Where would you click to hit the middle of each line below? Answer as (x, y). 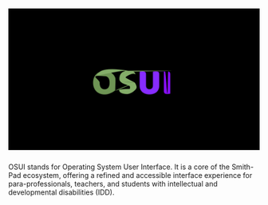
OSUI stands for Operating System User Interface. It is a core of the (119, 167)
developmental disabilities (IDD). (61, 192)
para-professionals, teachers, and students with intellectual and (113, 184)
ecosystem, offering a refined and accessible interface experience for (138, 175)
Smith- (242, 167)
